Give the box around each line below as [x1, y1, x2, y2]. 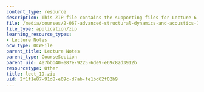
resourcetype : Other [6, 65, 59, 71]
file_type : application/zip [6, 25, 78, 32]
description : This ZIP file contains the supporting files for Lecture [6, 15, 191, 21]
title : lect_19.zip [6, 71, 56, 77]
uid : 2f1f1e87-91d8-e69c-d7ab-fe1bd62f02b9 [6, 76, 118, 82]
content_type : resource [6, 8, 67, 15]
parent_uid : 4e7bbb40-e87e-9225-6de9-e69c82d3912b [6, 59, 137, 65]
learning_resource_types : [6, 31, 72, 38]
